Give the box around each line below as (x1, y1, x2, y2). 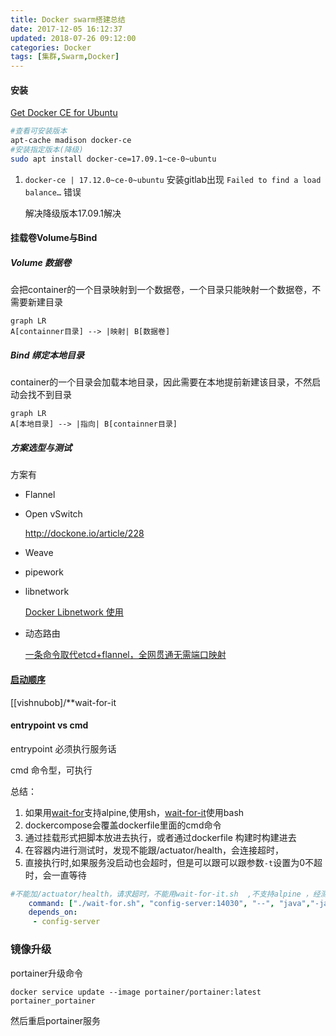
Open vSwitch (24, 508, 83, 520)
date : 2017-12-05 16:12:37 (10, 24, 123, 34)
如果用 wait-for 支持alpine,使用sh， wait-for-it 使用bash (24, 806, 245, 818)
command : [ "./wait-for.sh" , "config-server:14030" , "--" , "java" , (28, 898, 311, 908)
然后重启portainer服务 (10, 1014, 102, 1026)
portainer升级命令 (10, 967, 84, 979)
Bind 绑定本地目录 (10, 349, 85, 361)
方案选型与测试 (10, 441, 72, 453)
